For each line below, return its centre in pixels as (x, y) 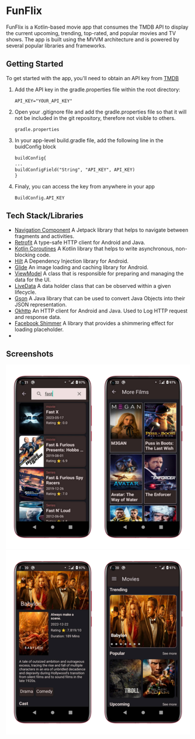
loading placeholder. (39, 329)
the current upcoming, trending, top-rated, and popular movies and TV (91, 33)
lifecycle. (25, 292)
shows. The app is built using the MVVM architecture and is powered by (93, 39)
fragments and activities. (44, 236)
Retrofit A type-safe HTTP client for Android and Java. (80, 242)
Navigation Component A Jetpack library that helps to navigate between (101, 230)
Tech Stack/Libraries (45, 216)
